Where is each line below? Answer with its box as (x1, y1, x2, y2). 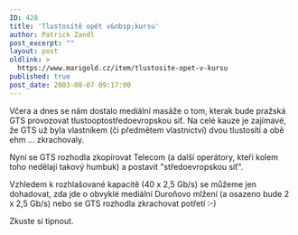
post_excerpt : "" (9, 38, 75, 48)
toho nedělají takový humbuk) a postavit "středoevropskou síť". (9, 161, 244, 172)
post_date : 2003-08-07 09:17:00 (9, 80, 131, 89)
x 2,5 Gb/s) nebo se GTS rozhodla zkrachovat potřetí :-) (9, 198, 217, 209)
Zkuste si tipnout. (9, 215, 74, 226)
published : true (9, 72, 70, 81)
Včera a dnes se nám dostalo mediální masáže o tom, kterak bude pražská (9, 105, 286, 116)
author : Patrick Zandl (9, 30, 95, 39)
